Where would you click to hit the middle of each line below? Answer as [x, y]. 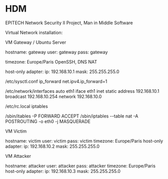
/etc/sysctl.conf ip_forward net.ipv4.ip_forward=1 [56, 81]
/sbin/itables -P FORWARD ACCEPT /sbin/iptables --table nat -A [72, 116]
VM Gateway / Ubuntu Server [36, 42]
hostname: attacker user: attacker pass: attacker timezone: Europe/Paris [80, 166]
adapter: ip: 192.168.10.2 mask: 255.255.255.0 [52, 146]
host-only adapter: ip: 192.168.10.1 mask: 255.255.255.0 [62, 72]
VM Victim [16, 131]
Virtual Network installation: [34, 32]
